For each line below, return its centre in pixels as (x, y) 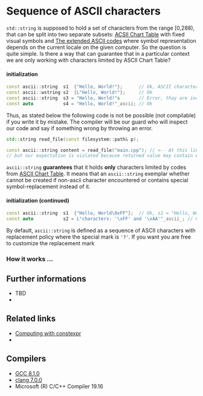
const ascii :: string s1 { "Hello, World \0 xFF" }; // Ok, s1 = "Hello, (98, 213)
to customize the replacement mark (50, 243)
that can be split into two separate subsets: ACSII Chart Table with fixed (95, 34)
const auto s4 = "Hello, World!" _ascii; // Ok (79, 104)
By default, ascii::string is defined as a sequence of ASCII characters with (101, 231)
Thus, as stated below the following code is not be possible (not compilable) (101, 115)
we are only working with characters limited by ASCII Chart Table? (89, 60)
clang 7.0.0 (28, 380)
